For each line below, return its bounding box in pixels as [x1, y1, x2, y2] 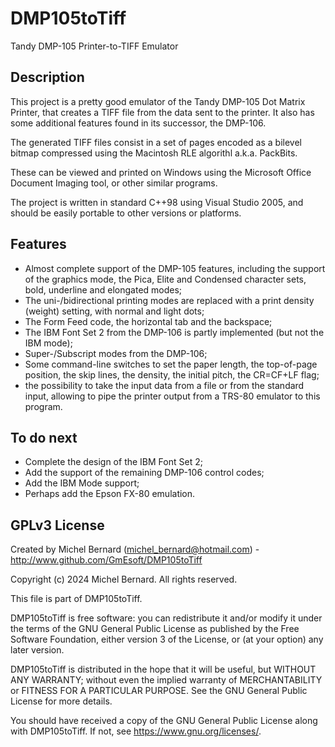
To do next [10, 429, 78, 446]
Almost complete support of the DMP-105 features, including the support [24, 262, 326, 274]
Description [10, 69, 85, 86]
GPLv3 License [10, 517, 105, 534]
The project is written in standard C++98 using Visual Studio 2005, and [10, 196, 304, 208]
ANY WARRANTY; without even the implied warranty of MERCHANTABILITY [10, 674, 323, 686]
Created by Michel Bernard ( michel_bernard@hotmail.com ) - [10, 543, 260, 556]
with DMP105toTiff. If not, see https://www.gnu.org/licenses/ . [10, 725, 262, 737]
